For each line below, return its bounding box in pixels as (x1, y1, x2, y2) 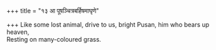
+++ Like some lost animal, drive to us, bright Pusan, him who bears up (6, 21, 210, 28)
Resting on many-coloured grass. (6, 35, 102, 43)
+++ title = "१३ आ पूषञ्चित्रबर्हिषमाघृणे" (6, 7, 100, 15)
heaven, (6, 28, 30, 36)
